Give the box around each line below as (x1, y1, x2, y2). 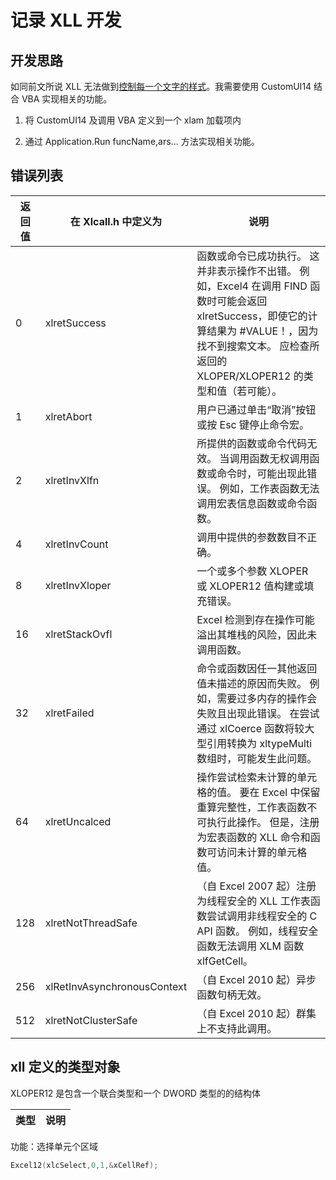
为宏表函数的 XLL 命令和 (196, 830, 311, 844)
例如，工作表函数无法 (219, 481, 320, 495)
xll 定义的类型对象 (10, 1059, 121, 1076)
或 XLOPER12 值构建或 (196, 579, 305, 593)
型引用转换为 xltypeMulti (196, 736, 313, 750)
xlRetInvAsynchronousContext (44, 979, 188, 993)
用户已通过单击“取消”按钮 (196, 402, 317, 416)
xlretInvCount (44, 537, 109, 551)
